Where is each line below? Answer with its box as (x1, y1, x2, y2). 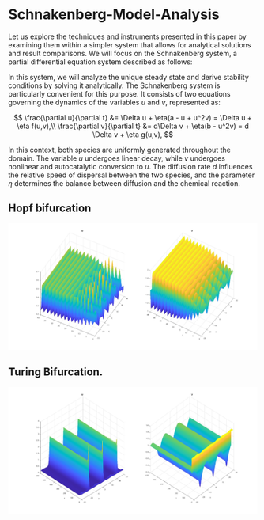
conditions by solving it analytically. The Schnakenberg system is (8, 81, 221, 90)
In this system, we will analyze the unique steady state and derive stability (8, 72, 249, 82)
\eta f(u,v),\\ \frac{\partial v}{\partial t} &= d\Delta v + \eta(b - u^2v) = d (17, 121, 249, 131)
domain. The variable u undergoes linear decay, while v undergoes (8, 153, 226, 163)
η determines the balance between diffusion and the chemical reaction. (8, 178, 241, 188)
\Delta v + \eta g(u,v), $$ (92, 129, 174, 139)
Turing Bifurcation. (8, 366, 104, 379)
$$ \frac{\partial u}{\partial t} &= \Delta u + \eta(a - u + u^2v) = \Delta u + (13, 112, 253, 122)
